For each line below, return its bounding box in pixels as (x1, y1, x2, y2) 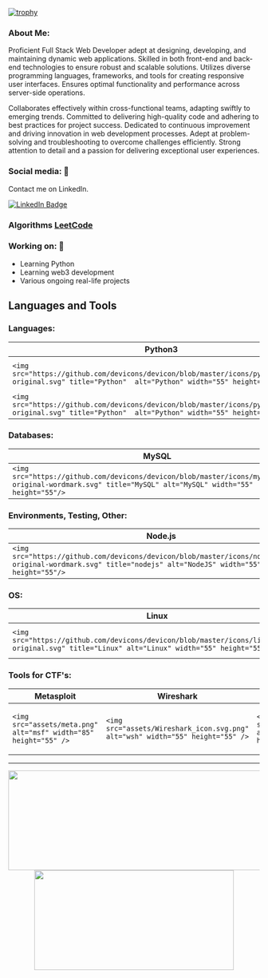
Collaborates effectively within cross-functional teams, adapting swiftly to (8, 104, 251, 113)
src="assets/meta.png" (12, 719, 98, 729)
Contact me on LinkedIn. (8, 184, 89, 193)
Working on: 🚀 (8, 240, 65, 251)
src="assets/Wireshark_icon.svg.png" (105, 723, 250, 733)
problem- (219, 129, 250, 139)
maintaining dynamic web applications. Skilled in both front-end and (8, 54, 233, 64)
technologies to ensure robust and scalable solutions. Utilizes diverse (22, 62, 251, 72)
